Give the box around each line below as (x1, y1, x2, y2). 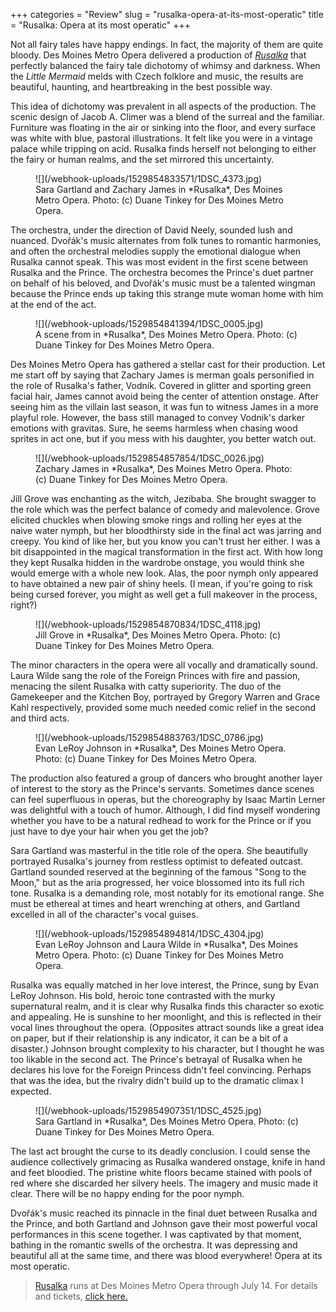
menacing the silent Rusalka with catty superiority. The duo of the (10, 680, 282, 692)
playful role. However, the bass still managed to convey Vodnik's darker (10, 412, 306, 423)
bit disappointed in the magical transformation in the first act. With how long (10, 546, 323, 558)
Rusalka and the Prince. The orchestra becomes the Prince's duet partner (10, 267, 314, 278)
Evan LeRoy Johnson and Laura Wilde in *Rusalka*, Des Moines (35, 939, 299, 950)
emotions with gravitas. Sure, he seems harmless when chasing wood (10, 422, 298, 434)
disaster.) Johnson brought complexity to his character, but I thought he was (10, 1043, 325, 1054)
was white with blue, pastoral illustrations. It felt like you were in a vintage (10, 132, 313, 144)
